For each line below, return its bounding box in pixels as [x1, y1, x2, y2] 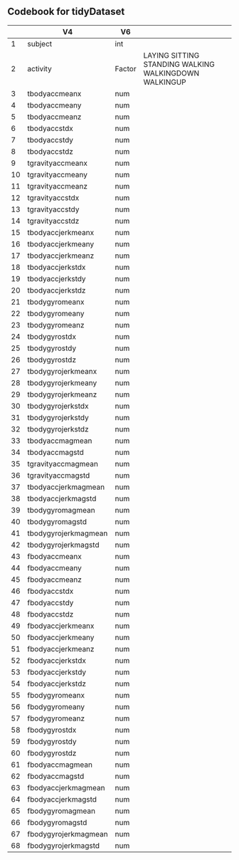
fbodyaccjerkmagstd [27, 794, 97, 804]
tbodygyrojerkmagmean [27, 528, 108, 538]
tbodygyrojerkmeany [27, 377, 97, 387]
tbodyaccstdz [27, 146, 73, 156]
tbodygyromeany [27, 308, 85, 318]
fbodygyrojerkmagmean [27, 829, 108, 839]
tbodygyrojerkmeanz [27, 389, 97, 399]
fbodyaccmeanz [27, 575, 82, 584]
